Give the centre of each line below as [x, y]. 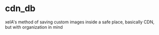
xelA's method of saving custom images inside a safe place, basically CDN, [80, 22]
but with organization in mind [34, 27]
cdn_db [20, 9]
